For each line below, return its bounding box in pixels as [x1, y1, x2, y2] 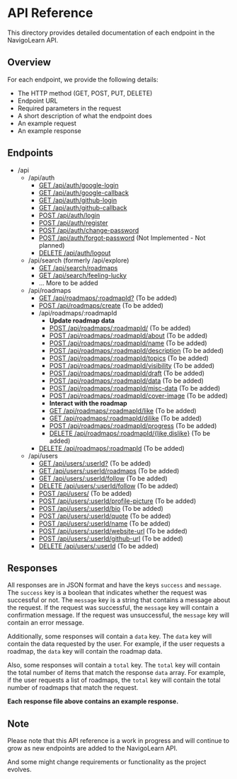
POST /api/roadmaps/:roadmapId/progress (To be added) [49, 421, 217, 429]
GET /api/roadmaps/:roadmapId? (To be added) [38, 294, 178, 302]
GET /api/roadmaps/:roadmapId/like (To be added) [49, 406, 197, 415]
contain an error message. [7, 618, 84, 627]
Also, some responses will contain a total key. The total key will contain [7, 661, 221, 669]
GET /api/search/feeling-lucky [38, 271, 127, 279]
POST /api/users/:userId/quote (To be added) [38, 512, 171, 520]
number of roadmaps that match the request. [7, 683, 139, 692]
